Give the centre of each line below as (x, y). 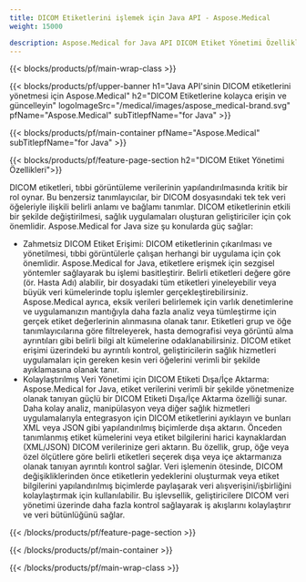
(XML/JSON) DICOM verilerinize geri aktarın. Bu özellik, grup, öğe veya (156, 447)
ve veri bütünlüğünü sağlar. (74, 515)
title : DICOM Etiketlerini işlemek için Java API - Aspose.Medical (140, 18)
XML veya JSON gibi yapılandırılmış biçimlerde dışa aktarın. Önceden (152, 428)
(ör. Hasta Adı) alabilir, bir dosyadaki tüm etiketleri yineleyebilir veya (149, 282)
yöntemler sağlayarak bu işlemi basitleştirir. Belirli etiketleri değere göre (157, 273)
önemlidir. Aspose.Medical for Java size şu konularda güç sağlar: (131, 226)
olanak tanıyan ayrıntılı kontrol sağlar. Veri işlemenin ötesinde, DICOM (153, 466)
